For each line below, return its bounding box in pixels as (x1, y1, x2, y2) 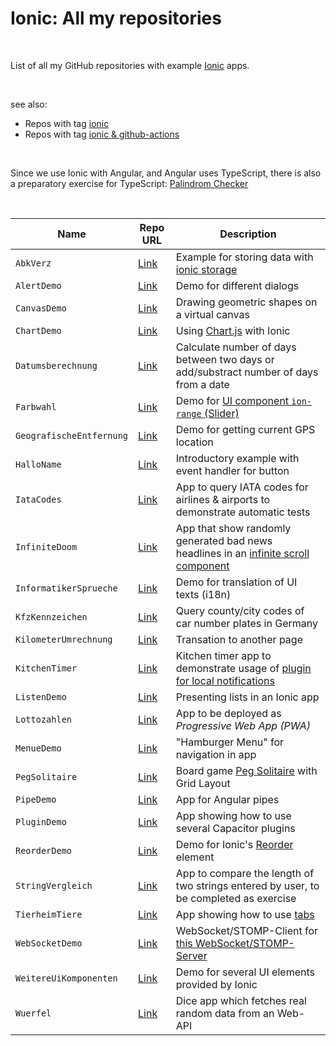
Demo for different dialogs (175, 278, 300, 292)
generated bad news (175, 533, 273, 547)
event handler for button (175, 463, 290, 477)
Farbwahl (15, 401, 57, 412)
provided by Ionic (175, 977, 258, 991)
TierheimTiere (15, 908, 83, 920)
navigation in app (175, 747, 257, 761)
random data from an (175, 1006, 275, 1020)
